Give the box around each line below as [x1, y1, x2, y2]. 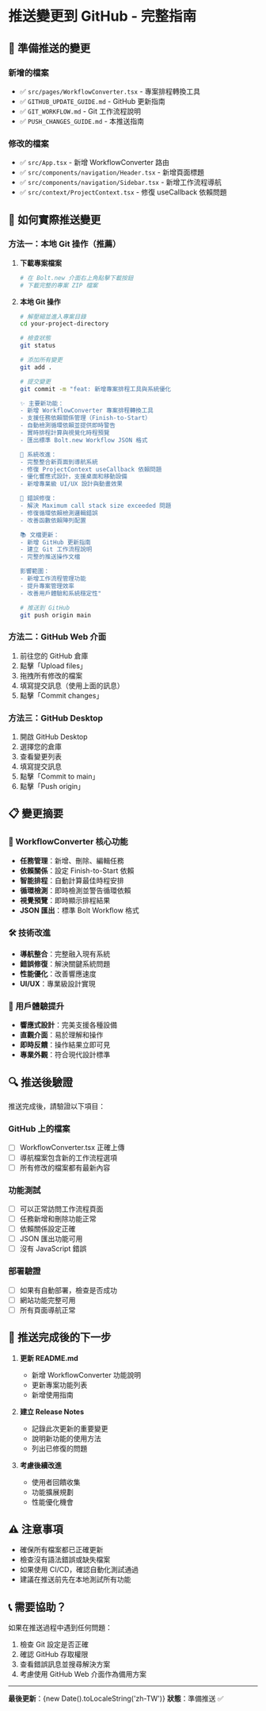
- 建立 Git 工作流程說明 [19, 545, 93, 554]
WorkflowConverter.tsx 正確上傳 [19, 1143, 125, 1152]
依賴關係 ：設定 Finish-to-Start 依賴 [19, 866, 135, 875]
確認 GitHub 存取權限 [19, 1650, 89, 1659]
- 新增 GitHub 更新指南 [19, 538, 91, 546]
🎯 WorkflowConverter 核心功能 [8, 836, 128, 848]
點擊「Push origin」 [19, 782, 85, 791]
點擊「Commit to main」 [19, 771, 100, 782]
